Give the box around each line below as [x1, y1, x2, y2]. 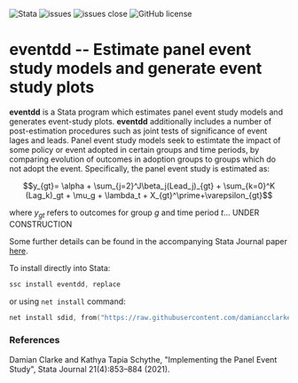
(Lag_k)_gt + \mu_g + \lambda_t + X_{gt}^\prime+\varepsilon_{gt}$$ [25, 189, 273, 200]
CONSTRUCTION [9, 219, 73, 229]
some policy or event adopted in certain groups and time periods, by [9, 144, 260, 155]
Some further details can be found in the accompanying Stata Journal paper [9, 235, 288, 246]
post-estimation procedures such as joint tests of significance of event [9, 125, 268, 136]
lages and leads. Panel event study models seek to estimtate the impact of [9, 134, 281, 146]
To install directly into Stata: [9, 262, 111, 273]
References [9, 334, 60, 347]
